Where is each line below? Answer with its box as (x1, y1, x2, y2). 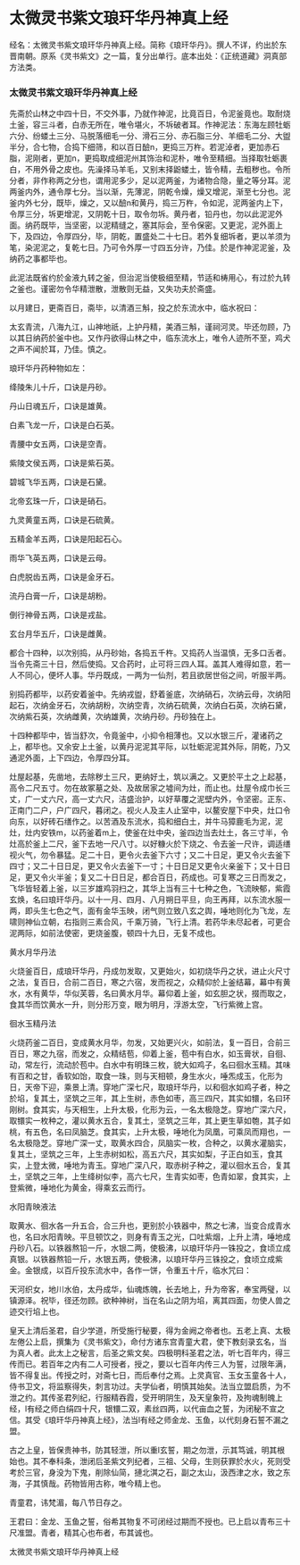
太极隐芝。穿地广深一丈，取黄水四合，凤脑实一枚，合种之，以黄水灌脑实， (16, 1138, 291, 1149)
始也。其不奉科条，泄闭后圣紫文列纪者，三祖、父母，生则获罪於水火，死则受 (9, 1456, 291, 1467)
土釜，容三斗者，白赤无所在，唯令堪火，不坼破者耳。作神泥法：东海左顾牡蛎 (9, 120, 291, 130)
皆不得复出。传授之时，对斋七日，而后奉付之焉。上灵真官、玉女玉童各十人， (9, 1370, 291, 1381)
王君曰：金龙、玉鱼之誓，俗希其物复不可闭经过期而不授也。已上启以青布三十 (9, 1516, 291, 1527)
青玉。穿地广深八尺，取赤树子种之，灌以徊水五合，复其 (87, 1160, 291, 1171)
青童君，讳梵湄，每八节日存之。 (9, 1497, 127, 1508)
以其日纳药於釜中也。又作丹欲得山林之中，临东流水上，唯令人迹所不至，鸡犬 (9, 332, 291, 344)
